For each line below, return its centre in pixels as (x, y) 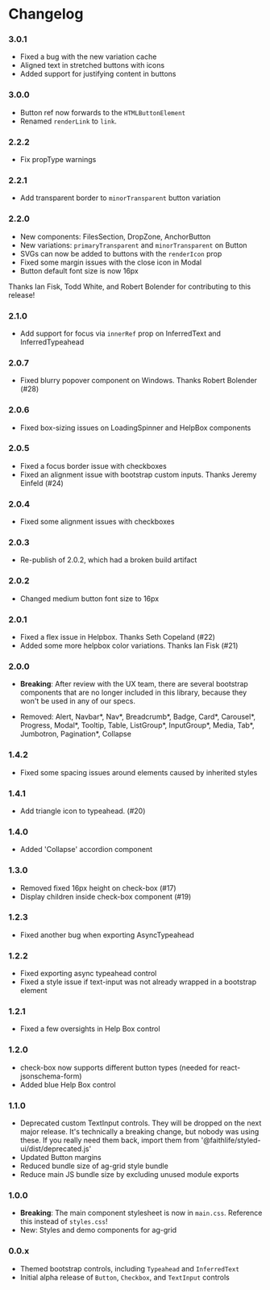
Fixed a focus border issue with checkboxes (93, 465)
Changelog (46, 14)
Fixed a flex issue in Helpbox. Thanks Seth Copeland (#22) (118, 637)
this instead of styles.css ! (64, 1221)
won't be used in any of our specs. (77, 701)
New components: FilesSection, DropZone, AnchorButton (115, 236)
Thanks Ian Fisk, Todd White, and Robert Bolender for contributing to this (130, 286)
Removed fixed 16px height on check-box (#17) (98, 887)
